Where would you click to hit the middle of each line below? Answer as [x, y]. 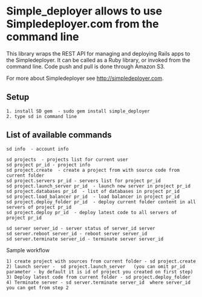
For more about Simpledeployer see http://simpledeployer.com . [85, 78]
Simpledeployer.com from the [83, 24]
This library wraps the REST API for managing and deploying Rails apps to [98, 53]
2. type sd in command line [42, 116]
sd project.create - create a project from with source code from [93, 170]
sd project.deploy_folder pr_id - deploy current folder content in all [101, 202]
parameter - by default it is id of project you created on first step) [100, 272]
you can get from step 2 [37, 288]
